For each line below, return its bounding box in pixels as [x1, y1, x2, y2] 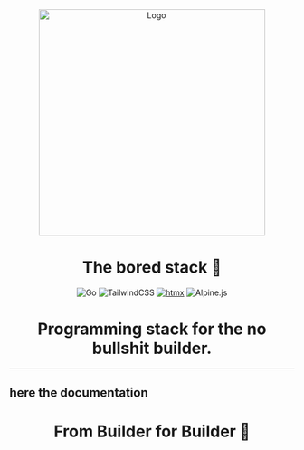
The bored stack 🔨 [82, 257, 222, 278]
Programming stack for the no [37, 319, 267, 340]
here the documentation [9, 385, 149, 401]
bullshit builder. [91, 339, 213, 359]
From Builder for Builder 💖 [53, 421, 251, 442]
